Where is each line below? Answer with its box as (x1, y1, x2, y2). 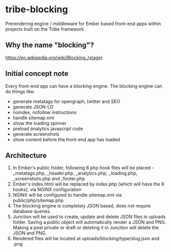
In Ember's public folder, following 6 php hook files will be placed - (12, 165, 154, 171)
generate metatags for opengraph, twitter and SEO (12, 98, 121, 104)
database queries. (12, 208, 51, 215)
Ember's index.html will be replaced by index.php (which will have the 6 (12, 181, 164, 187)
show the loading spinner (12, 120, 67, 126)
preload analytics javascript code (12, 125, 83, 132)
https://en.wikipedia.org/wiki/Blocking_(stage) (5, 54, 103, 60)
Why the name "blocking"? (5, 41, 94, 50)
